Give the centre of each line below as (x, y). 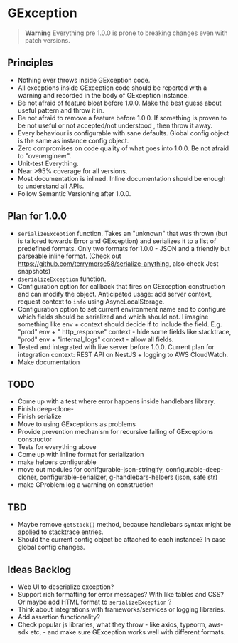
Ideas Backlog (39, 569)
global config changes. (51, 547)
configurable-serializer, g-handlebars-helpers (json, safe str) (129, 477)
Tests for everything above (57, 447)
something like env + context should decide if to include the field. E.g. (120, 324)
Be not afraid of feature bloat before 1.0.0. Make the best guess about (119, 103)
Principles (30, 63)
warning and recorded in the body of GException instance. (103, 95)
